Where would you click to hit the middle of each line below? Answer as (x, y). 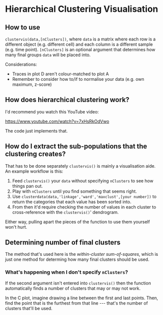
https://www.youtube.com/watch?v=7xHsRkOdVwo (57, 121)
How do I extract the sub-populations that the (76, 146)
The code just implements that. (36, 131)
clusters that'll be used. (29, 308)
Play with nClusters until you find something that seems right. (75, 191)
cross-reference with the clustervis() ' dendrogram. (65, 212)
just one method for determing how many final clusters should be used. (77, 259)
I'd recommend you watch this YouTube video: (52, 111)
